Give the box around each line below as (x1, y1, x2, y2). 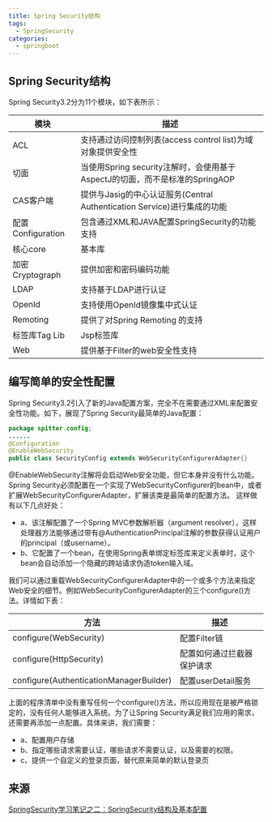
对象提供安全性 (80, 146, 138, 157)
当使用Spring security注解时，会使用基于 (80, 161, 236, 173)
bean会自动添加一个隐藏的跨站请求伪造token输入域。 (19, 559, 198, 568)
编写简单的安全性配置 (8, 375, 115, 389)
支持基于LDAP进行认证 (80, 284, 167, 295)
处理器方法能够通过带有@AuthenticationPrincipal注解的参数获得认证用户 (19, 528, 261, 537)
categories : (8, 34, 49, 43)
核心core (12, 243, 46, 255)
